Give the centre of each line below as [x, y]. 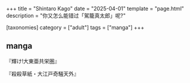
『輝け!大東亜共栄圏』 [33, 61]
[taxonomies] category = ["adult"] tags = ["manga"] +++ [75, 27]
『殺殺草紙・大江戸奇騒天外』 [42, 74]
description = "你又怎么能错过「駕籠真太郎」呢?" [66, 15]
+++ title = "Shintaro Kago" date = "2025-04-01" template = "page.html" [95, 9]
